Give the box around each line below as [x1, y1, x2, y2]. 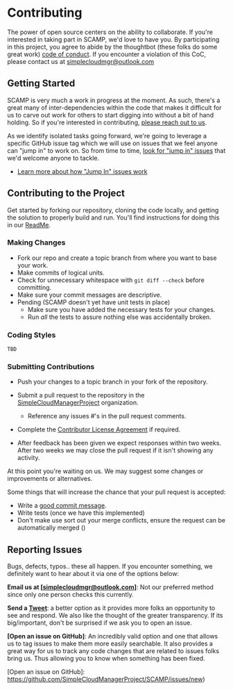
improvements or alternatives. [7, 475, 93, 483]
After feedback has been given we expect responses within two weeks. [17, 439, 222, 447]
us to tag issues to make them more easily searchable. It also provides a [7, 639, 214, 648]
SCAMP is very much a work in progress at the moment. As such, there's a [7, 96, 221, 104]
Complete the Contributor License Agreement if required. [17, 425, 181, 434]
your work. [17, 261, 49, 269]
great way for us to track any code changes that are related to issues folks [7, 647, 220, 655]
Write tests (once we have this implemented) [17, 509, 146, 517]
